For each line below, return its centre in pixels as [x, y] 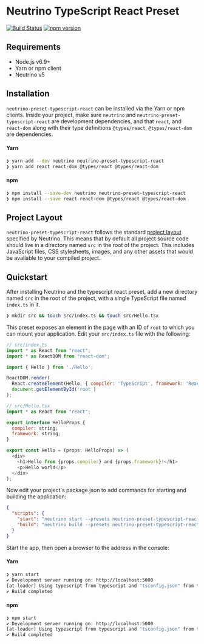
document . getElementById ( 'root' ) [54, 390]
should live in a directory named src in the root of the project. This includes [100, 245]
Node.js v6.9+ [33, 61]
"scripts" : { [28, 514]
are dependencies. [30, 134]
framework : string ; [36, 434]
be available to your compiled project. [53, 258]
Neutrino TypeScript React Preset [93, 11]
